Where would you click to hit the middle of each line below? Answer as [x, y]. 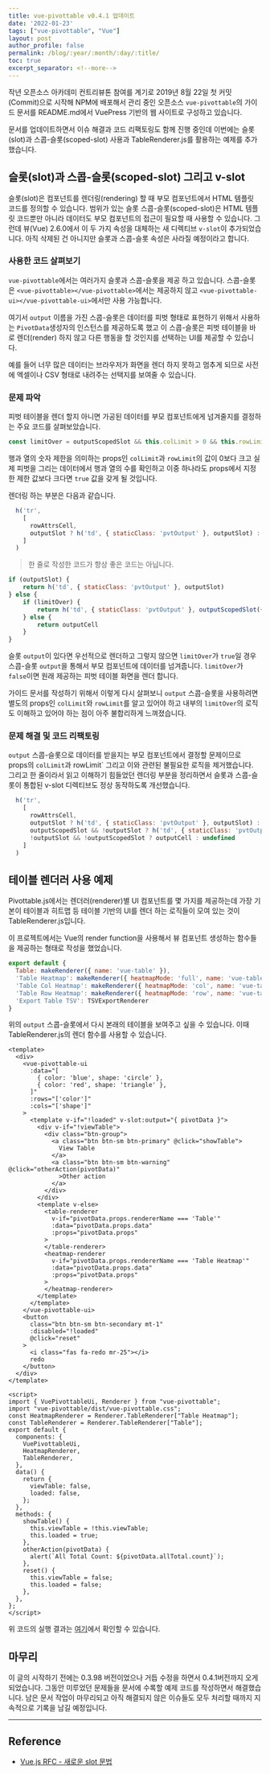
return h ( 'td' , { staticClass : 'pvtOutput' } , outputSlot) [124, 587]
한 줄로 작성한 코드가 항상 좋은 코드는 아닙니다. [101, 565]
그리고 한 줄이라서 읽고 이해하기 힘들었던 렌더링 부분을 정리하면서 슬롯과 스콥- [130, 775]
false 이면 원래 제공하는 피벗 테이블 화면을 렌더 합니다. [93, 676]
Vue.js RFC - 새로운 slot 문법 [66, 1762]
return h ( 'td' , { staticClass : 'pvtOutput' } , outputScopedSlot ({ [151, 609]
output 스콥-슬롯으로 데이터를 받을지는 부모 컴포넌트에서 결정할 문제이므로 [125, 755]
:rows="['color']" [60, 1099]
